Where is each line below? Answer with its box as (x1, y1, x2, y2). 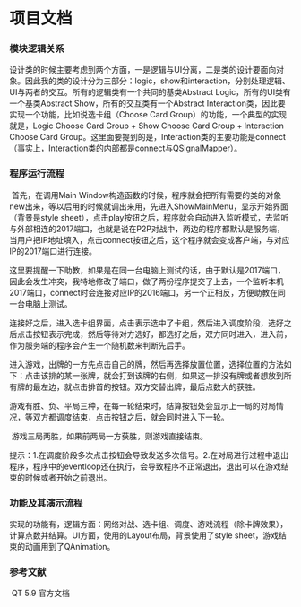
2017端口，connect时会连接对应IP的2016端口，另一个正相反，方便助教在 (9, 287, 279, 298)
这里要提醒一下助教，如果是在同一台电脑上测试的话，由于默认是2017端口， (9, 264, 286, 275)
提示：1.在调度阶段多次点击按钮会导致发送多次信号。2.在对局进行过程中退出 (9, 449, 289, 460)
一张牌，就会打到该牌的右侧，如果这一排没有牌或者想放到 (71, 369, 284, 381)
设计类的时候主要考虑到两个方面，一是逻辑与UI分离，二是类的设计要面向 (9, 65, 277, 75)
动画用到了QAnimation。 (24, 542, 116, 552)
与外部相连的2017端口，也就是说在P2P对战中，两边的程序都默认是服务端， (9, 223, 285, 234)
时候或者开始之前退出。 (24, 472, 112, 482)
